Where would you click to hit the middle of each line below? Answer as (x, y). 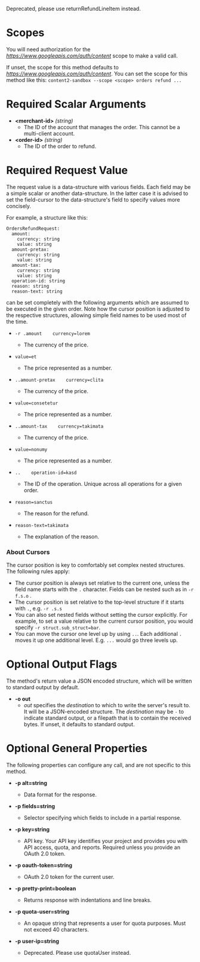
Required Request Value (67, 171)
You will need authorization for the (48, 49)
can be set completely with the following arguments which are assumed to (98, 302)
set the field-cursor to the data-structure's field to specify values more (93, 199)
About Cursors (28, 552)
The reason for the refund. (56, 513)
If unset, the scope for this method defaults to (63, 67)
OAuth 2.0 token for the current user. (69, 876)
